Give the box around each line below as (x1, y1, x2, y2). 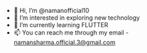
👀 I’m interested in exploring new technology (13, 14, 140, 22)
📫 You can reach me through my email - (13, 29, 129, 37)
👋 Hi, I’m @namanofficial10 (13, 7, 89, 14)
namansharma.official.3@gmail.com (13, 38, 115, 46)
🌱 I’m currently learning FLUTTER (13, 21, 109, 29)
